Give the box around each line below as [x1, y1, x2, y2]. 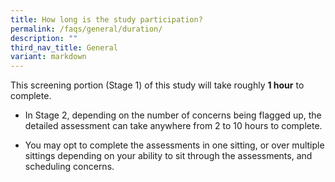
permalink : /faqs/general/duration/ [10, 24, 163, 34]
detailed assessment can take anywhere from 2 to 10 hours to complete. [24, 120, 323, 132]
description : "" [10, 33, 78, 43]
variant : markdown [10, 52, 87, 62]
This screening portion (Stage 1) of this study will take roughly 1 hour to [10, 79, 305, 91]
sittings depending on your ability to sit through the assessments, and [24, 150, 313, 162]
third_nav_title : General [10, 42, 118, 53]
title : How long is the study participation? [10, 14, 203, 25]
